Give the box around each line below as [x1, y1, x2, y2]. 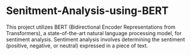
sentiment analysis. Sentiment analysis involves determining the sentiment [6, 36, 185, 43]
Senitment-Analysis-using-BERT [6, 4, 169, 18]
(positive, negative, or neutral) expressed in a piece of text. [6, 42, 148, 49]
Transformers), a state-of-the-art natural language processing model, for [6, 29, 182, 36]
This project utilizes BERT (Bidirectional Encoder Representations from [6, 23, 176, 30]
